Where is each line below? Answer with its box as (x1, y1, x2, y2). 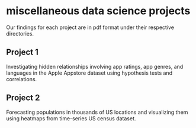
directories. (6, 30, 34, 37)
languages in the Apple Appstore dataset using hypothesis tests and (6, 69, 173, 76)
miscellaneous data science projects (6, 4, 191, 18)
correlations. (6, 75, 37, 82)
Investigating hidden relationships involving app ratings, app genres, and (6, 63, 184, 70)
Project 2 (6, 93, 40, 103)
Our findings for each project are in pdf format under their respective (6, 24, 175, 31)
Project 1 (6, 47, 38, 57)
